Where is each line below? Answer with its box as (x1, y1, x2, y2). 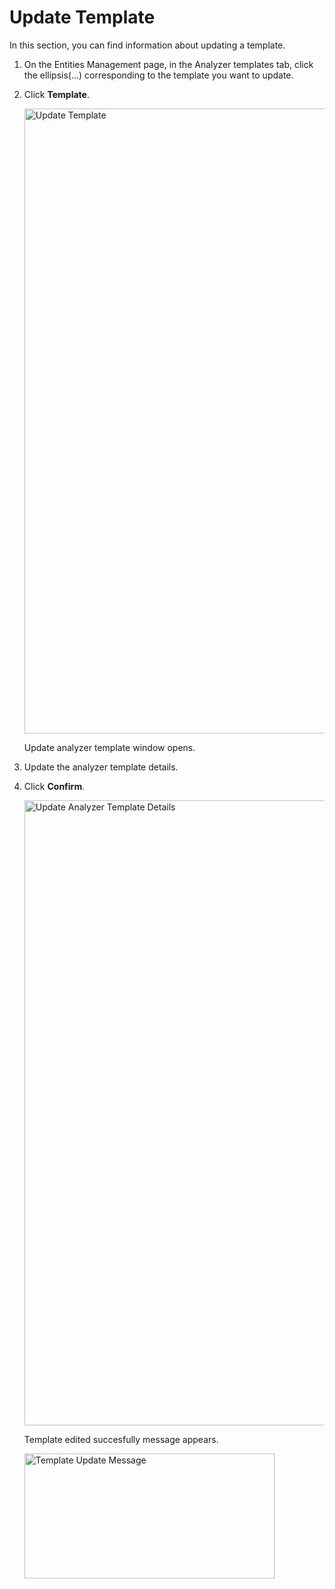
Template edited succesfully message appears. (23, 1433, 219, 1445)
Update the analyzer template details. (23, 761, 179, 773)
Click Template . (23, 88, 90, 100)
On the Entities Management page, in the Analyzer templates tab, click (23, 58, 314, 70)
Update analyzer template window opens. (23, 741, 196, 753)
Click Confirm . (23, 780, 86, 792)
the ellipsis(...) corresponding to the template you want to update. (23, 69, 294, 81)
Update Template (9, 6, 156, 29)
